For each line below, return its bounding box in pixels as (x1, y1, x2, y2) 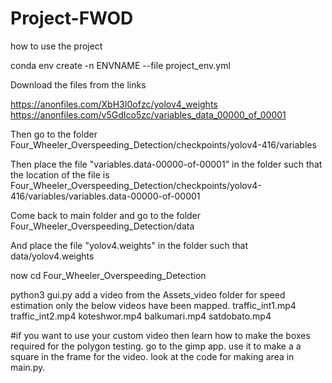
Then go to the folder (10, 128, 98, 140)
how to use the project (10, 40, 103, 52)
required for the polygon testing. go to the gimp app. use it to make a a (10, 340, 302, 352)
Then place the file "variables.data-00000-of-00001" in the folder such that (10, 158, 323, 170)
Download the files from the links (10, 78, 147, 91)
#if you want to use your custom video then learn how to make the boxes (10, 329, 311, 341)
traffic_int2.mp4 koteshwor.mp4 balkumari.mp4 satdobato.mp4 (10, 310, 272, 322)
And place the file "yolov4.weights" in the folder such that (10, 239, 249, 251)
